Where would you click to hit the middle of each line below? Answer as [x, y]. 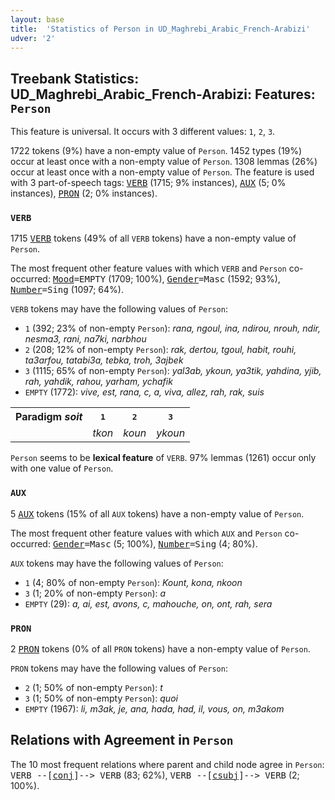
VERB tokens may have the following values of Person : [119, 309]
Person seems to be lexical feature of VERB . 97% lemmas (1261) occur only [163, 458]
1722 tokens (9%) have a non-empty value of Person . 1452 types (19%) [156, 151]
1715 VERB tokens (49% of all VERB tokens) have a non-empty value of [153, 238]
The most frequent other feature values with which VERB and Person [148, 268]
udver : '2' [33, 38]
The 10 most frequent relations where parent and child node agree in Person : [167, 764]
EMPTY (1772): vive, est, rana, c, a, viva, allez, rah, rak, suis [144, 392]
